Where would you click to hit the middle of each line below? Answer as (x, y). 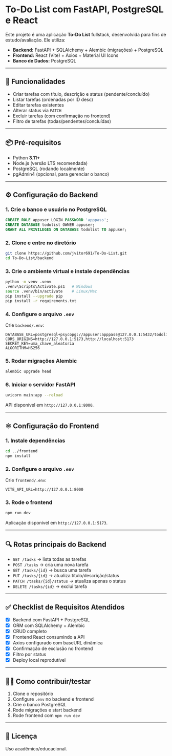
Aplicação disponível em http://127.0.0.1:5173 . (57, 523)
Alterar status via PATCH (37, 110)
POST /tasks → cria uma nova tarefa (50, 564)
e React (22, 20)
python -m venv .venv (28, 282)
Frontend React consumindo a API (49, 637)
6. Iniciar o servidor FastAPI (40, 384)
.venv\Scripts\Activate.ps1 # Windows (49, 287)
